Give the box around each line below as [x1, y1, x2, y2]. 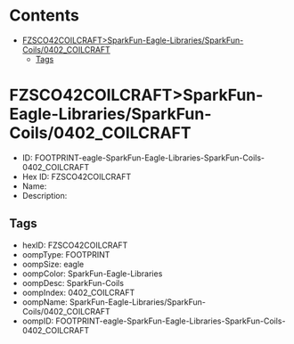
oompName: [21, 296, 69, 307]
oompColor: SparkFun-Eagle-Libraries [21, 268, 163, 279]
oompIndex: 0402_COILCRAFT [21, 287, 135, 298]
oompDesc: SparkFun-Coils [21, 277, 125, 288]
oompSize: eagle [21, 258, 85, 269]
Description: [21, 190, 68, 201]
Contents [9, 5, 80, 26]
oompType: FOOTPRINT [21, 249, 110, 259]
